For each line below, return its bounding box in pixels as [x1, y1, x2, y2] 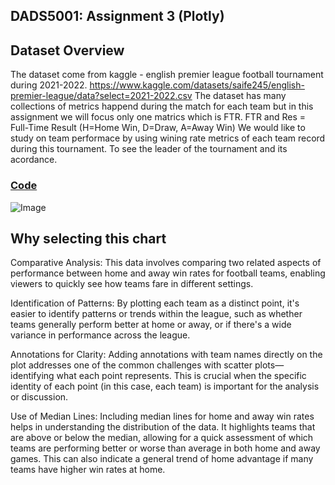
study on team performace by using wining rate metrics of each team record [10, 132, 326, 144]
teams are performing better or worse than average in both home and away [10, 442, 321, 454]
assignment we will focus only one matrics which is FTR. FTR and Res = [10, 111, 307, 123]
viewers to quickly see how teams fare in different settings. [10, 278, 254, 290]
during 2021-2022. [10, 79, 88, 91]
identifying [10, 370, 55, 382]
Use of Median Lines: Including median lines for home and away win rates [10, 410, 315, 423]
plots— [254, 359, 285, 371]
